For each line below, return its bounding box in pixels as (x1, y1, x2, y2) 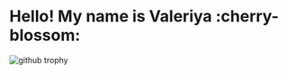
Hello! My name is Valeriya (9, 6, 213, 27)
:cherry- (215, 6, 279, 27)
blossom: (9, 25, 81, 45)
